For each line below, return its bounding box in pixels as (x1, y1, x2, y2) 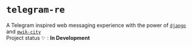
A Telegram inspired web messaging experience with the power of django (6, 21, 186, 29)
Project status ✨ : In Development (6, 34, 90, 41)
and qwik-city (6, 28, 42, 35)
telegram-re (6, 4, 65, 15)
